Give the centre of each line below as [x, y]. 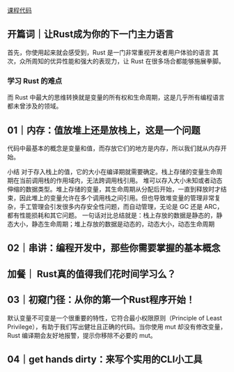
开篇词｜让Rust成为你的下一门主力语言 [91, 34]
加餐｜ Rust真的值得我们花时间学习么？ [92, 274]
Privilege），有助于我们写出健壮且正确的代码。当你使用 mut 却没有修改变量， [117, 327]
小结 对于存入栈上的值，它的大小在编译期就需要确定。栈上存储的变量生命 [112, 171]
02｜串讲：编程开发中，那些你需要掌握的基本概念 [114, 248]
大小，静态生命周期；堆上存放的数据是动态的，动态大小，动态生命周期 [114, 224]
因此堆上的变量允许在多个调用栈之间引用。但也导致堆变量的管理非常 [117, 198]
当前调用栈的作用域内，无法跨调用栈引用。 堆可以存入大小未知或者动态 [121, 180]
